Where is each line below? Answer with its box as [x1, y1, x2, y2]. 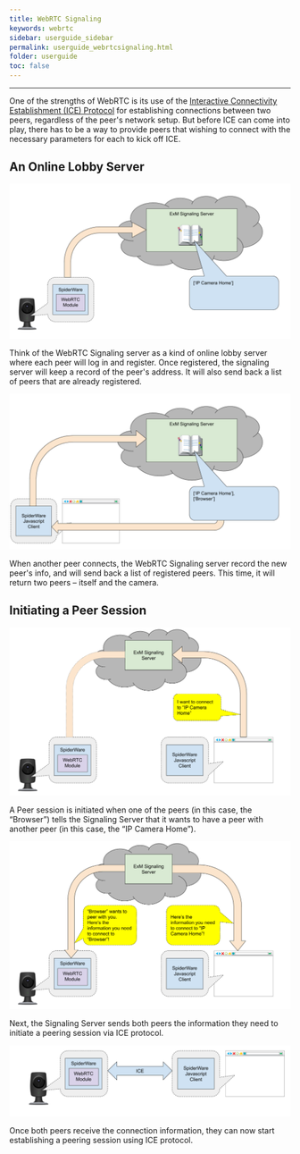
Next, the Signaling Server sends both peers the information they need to [9, 1018, 279, 1029]
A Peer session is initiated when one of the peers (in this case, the [9, 804, 253, 815]
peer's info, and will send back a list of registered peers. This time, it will [9, 568, 275, 578]
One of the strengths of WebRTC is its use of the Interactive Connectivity [9, 96, 278, 106]
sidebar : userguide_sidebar [9, 33, 114, 42]
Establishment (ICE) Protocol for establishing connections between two [9, 105, 271, 115]
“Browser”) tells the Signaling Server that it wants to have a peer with [9, 813, 263, 824]
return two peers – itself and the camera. [9, 577, 159, 587]
